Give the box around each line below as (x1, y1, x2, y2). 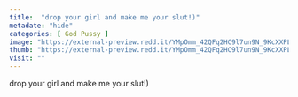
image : (9, 37, 34, 47)
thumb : (9, 46, 34, 55)
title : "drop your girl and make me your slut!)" (9, 12, 200, 22)
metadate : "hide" (9, 21, 74, 30)
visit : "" (9, 54, 46, 63)
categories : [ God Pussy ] (9, 29, 109, 38)
